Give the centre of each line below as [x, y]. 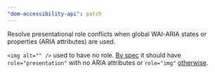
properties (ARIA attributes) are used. [61, 41]
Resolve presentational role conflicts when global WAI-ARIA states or [107, 34]
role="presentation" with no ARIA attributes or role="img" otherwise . [108, 62]
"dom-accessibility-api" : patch [54, 14]
